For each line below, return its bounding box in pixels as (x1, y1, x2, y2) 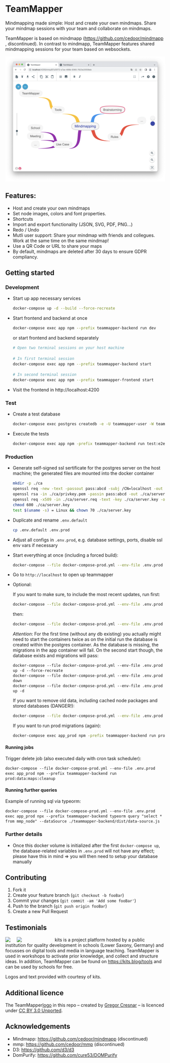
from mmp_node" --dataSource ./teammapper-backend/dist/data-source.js (5, 819, 160, 824)
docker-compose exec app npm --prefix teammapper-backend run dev (12, 326, 156, 331)
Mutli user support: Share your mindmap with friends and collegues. (12, 232, 155, 238)
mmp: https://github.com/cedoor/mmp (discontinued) (12, 1041, 125, 1047)
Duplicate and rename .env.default (12, 517, 88, 523)
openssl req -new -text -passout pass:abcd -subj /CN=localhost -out (12, 486, 163, 491)
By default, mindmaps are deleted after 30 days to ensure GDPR (12, 248, 147, 254)
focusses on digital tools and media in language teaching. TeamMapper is (5, 948, 159, 954)
